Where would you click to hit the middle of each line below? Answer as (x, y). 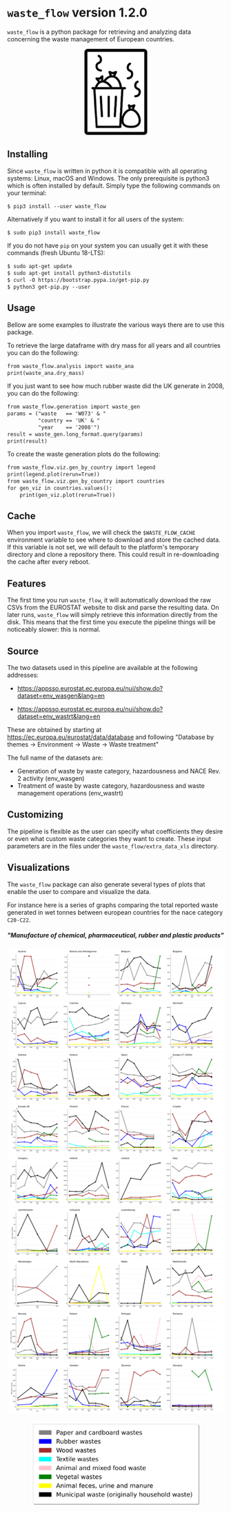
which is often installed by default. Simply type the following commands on (114, 185)
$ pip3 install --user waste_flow (57, 206)
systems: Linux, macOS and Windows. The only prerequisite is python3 (108, 178)
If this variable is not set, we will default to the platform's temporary (103, 547)
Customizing (35, 815)
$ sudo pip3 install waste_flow (53, 232)
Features (27, 583)
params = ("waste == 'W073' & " (57, 414)
